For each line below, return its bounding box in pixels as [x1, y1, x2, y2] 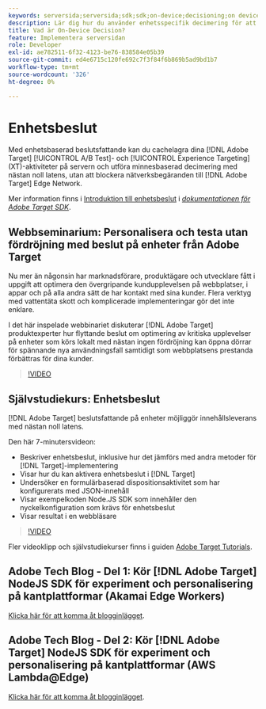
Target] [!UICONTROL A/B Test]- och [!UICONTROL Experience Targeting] [8, 154, 251, 163]
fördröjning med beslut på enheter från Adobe [8, 238, 240, 251]
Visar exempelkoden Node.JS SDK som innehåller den [19, 494, 197, 504]
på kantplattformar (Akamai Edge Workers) [8, 589, 226, 603]
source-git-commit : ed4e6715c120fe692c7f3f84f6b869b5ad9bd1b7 [8, 56, 218, 64]
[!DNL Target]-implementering [19, 461, 119, 471]
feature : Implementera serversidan [8, 33, 126, 42]
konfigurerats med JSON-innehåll [19, 486, 129, 496]
